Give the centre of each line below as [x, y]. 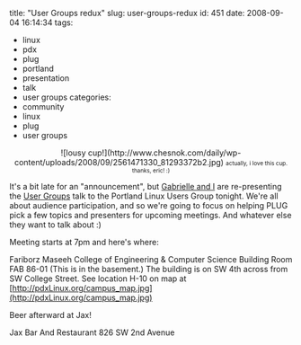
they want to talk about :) [55, 225]
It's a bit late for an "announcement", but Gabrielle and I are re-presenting [146, 186]
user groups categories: [66, 97]
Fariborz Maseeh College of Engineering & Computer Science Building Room [151, 259]
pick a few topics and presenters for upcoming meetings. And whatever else [150, 215]
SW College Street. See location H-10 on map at [98, 279]
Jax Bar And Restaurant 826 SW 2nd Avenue [92, 332]
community [43, 106]
